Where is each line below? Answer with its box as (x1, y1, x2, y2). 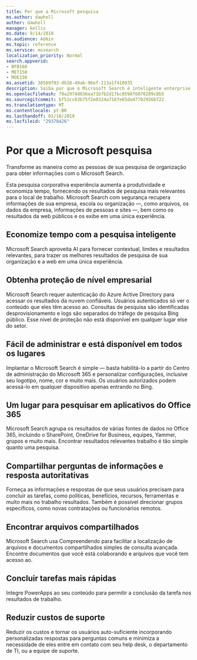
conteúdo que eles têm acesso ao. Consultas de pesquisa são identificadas (6, 303, 189, 310)
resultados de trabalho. (6, 595, 63, 603)
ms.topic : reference (6, 42, 57, 48)
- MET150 (6, 69, 28, 75)
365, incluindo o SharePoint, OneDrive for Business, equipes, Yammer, (6, 431, 176, 438)
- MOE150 (6, 74, 28, 80)
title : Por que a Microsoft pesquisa (6, 8, 99, 15)
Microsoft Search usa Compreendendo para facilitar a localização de (6, 537, 173, 544)
